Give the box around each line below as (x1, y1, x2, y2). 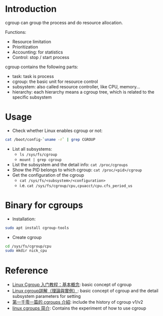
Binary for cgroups (5, 200, 83, 211)
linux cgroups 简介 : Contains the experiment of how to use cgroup (12, 305, 146, 311)
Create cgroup (12, 234, 42, 240)
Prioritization (12, 44, 38, 50)
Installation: (12, 216, 36, 222)
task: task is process (12, 73, 54, 79)
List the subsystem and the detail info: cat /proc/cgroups (12, 161, 128, 167)
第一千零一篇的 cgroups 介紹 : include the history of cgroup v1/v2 (12, 299, 143, 305)
